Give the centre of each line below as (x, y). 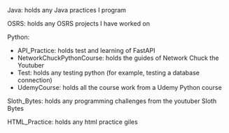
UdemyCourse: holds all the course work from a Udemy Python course (119, 87)
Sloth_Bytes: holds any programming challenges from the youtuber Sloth (112, 101)
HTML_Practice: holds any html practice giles (72, 122)
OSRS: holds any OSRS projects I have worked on (79, 23)
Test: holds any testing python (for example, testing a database (108, 73)
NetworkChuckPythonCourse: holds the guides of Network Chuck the (118, 58)
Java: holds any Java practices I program (67, 10)
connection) (35, 80)
